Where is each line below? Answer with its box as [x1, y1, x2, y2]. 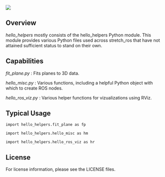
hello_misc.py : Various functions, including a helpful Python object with [5, 80, 153, 86]
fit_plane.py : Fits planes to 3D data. [5, 70, 80, 76]
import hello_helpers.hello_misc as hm [5, 131, 88, 136]
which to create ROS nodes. [5, 85, 63, 91]
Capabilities [5, 57, 44, 66]
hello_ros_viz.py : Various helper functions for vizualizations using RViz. [5, 94, 152, 100]
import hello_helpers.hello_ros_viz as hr [5, 140, 95, 145]
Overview [5, 19, 37, 27]
